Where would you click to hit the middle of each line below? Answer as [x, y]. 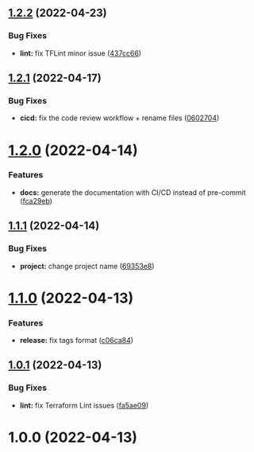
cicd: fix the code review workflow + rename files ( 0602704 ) [119, 118]
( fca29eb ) [36, 201]
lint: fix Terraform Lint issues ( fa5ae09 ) [84, 405]
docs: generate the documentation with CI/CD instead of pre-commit [133, 192]
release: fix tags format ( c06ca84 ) [76, 341]
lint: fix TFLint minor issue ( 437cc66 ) [80, 53]
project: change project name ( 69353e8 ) [87, 266]
